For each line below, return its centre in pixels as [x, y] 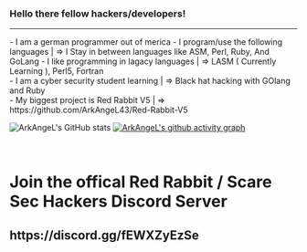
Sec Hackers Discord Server [119, 201]
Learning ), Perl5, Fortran [57, 71]
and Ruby [27, 90]
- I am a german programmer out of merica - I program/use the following [146, 42]
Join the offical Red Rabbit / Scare [141, 182]
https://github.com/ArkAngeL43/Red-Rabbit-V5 [99, 110]
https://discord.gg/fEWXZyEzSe [104, 235]
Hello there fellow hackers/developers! [98, 14]
